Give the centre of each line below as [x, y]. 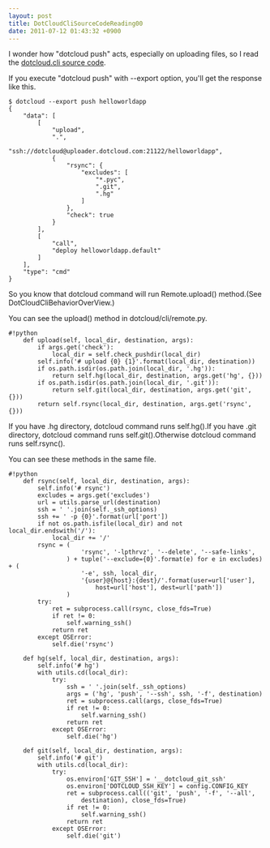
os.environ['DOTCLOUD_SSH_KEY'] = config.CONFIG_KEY [157, 786]
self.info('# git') [71, 758]
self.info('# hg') [69, 666]
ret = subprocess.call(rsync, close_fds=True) [132, 609]
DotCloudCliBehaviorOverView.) [62, 303]
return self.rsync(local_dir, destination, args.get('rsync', [145, 405]
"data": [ [40, 116]
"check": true [90, 216]
